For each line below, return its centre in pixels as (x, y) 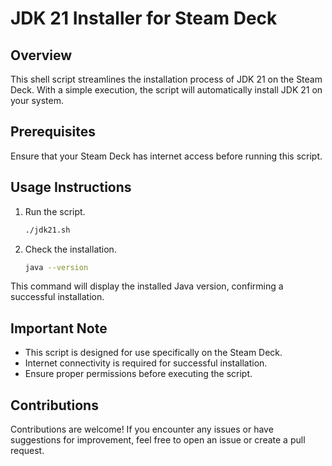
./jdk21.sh (47, 230)
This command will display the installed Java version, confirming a (147, 286)
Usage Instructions (71, 187)
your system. (37, 100)
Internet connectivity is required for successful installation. (146, 363)
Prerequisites (53, 132)
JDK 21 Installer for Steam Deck (144, 18)
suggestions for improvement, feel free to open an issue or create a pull (158, 440)
